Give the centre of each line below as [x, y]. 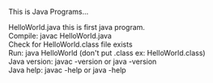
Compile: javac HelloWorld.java [60, 36]
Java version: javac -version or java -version [83, 61]
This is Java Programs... [49, 12]
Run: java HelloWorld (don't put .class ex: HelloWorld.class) [107, 53]
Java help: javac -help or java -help [68, 70]
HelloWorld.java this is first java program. [77, 27]
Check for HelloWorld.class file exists [70, 44]
